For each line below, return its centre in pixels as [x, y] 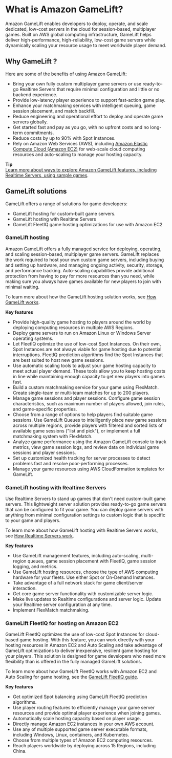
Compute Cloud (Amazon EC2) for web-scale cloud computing [79, 149]
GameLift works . [23, 302]
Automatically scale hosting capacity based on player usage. [77, 719]
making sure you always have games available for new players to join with [83, 281]
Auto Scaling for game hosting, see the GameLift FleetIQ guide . [72, 677]
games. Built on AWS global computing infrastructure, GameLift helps [79, 34]
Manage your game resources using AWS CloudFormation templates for [89, 469]
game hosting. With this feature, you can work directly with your [87, 640]
